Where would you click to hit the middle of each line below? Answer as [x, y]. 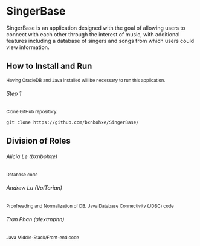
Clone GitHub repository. [32, 111]
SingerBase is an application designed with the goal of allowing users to [96, 28]
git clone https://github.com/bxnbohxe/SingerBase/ [73, 122]
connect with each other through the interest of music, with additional [93, 34]
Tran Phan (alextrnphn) [35, 219]
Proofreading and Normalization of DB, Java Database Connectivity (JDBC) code [90, 206]
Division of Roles [39, 141]
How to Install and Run [49, 66]
